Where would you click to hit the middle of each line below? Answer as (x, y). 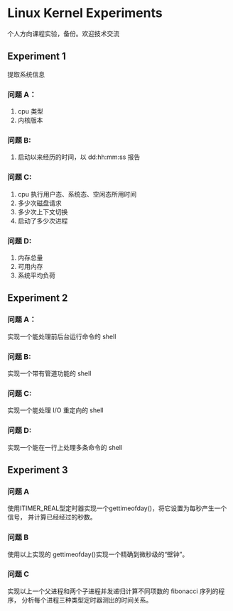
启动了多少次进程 (43, 221)
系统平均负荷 (36, 275)
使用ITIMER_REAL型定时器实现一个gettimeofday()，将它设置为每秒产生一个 (117, 508)
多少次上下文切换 (43, 211)
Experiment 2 (38, 298)
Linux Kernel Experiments (85, 13)
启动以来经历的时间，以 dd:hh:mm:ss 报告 (79, 157)
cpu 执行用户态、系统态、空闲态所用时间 (77, 194)
